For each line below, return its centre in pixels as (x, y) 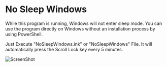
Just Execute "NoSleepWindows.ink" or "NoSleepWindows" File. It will (79, 44)
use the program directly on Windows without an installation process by (80, 28)
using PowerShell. (24, 34)
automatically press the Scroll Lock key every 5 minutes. (64, 49)
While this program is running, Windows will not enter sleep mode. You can (84, 23)
